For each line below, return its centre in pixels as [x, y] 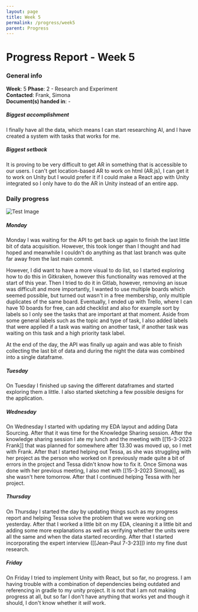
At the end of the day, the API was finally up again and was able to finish [94, 344]
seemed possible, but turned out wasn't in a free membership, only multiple [98, 295]
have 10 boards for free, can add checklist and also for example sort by [93, 307]
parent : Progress [27, 28]
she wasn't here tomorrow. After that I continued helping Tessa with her [93, 477]
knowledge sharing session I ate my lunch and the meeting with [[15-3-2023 [99, 439]
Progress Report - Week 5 [71, 57]
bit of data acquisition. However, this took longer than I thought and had [93, 246]
